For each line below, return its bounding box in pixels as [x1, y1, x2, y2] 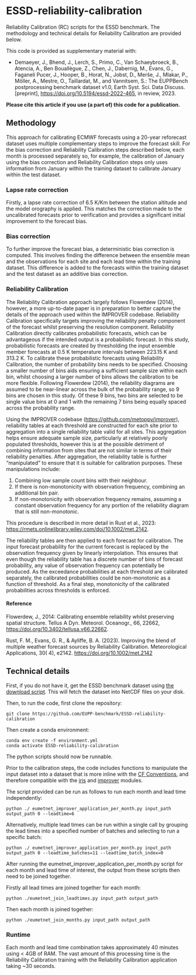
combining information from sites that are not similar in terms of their [6, 446, 172, 454]
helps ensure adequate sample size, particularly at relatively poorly [6, 434, 168, 441]
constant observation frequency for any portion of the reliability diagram [14, 502, 189, 509]
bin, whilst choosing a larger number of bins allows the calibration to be [6, 373, 178, 380]
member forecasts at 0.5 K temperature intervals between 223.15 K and [6, 348, 178, 355]
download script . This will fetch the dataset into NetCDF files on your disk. [6, 688, 185, 695]
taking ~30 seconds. [6, 962, 56, 969]
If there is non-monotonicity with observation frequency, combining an [14, 483, 185, 490]
